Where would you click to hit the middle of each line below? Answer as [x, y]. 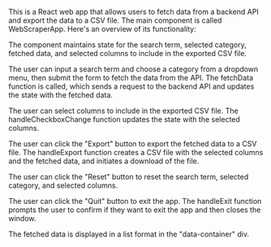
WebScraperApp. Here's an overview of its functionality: [102, 29]
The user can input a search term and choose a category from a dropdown [133, 69]
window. [22, 218]
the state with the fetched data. [61, 95]
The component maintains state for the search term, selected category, [128, 45]
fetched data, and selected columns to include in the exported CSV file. [128, 53]
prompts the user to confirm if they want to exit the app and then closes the [135, 210]
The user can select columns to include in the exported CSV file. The [123, 110]
